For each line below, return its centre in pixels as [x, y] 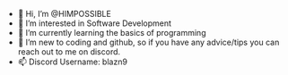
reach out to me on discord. [69, 52]
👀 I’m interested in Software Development [95, 23]
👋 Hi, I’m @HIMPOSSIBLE [65, 14]
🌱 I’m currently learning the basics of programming [112, 33]
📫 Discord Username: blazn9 [73, 62]
